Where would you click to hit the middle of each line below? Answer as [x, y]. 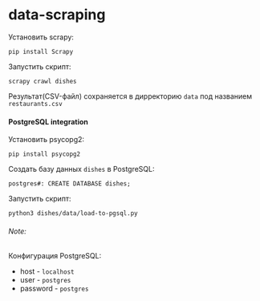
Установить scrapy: [41, 37]
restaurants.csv [35, 104]
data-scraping [57, 15]
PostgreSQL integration [48, 121]
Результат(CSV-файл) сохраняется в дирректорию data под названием [130, 96]
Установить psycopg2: [47, 140]
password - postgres [54, 289]
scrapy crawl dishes [43, 81]
